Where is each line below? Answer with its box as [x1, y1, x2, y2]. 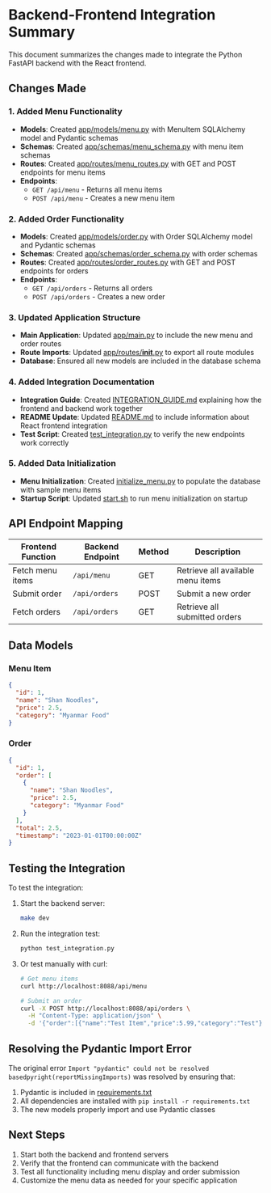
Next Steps [8, 1128, 65, 1142]
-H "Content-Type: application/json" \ [27, 1012, 162, 1020]
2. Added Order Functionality [8, 213, 125, 224]
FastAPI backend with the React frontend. [8, 58, 147, 68]
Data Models [8, 639, 73, 653]
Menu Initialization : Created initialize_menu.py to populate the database [19, 476, 261, 486]
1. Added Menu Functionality [8, 106, 123, 117]
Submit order [12, 588, 62, 599]
